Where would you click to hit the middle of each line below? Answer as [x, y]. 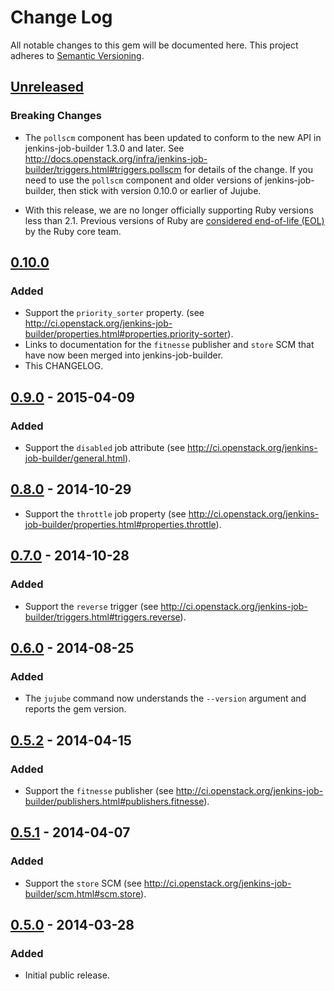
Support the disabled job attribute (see [105, 447]
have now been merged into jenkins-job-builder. [124, 355]
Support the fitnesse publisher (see [99, 790]
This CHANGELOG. [64, 366]
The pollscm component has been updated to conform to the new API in [173, 137]
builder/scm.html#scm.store [83, 893]
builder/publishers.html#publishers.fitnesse [114, 801]
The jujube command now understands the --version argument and [165, 698]
